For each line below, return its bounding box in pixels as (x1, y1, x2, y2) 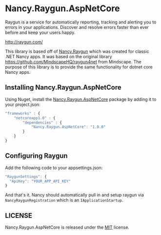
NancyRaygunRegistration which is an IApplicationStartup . (5, 197, 123, 203)
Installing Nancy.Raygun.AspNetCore (5, 84, 122, 92)
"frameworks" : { (5, 111, 40, 116)
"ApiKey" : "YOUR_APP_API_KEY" (9, 179, 71, 184)
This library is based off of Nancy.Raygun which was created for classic (5, 48, 149, 54)
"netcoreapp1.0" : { (14, 115, 56, 120)
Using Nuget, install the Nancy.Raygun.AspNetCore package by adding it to (5, 96, 157, 102)
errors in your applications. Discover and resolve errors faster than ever (5, 24, 149, 30)
